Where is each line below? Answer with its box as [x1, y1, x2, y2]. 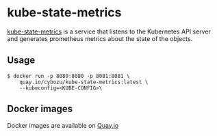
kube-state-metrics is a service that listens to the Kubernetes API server [7, 27, 211, 36]
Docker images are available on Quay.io [7, 121, 119, 129]
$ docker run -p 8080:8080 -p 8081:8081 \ [7, 72, 130, 79]
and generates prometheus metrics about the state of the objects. [7, 34, 193, 42]
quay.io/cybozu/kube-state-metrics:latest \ [19, 79, 149, 85]
